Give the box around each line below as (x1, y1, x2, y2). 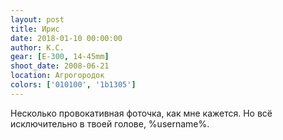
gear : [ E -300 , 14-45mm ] (10, 52, 110, 62)
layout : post (10, 14, 65, 25)
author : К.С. (10, 42, 65, 53)
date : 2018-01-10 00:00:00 (10, 33, 123, 43)
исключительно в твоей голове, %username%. (10, 117, 210, 130)
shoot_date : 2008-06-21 (10, 61, 110, 71)
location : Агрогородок (10, 71, 105, 81)
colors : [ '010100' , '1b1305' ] (10, 80, 137, 90)
